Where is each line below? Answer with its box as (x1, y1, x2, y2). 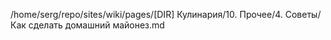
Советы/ (284, 9, 322, 20)
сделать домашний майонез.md (28, 19, 165, 31)
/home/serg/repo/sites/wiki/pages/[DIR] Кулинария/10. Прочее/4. (10, 9, 283, 20)
